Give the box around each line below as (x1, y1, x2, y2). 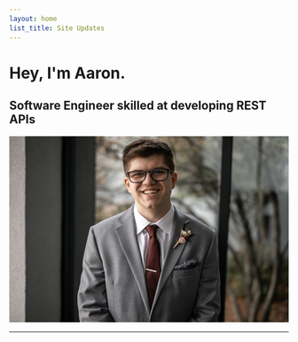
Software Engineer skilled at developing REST (9, 98, 267, 113)
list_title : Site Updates (9, 23, 105, 33)
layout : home (9, 14, 58, 23)
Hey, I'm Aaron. (9, 63, 126, 83)
